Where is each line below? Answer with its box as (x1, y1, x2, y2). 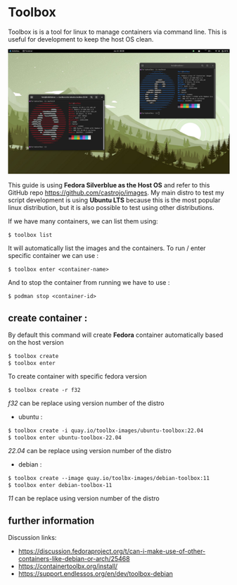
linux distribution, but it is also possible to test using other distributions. (8, 204, 214, 212)
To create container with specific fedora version (8, 372, 147, 381)
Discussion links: (8, 534, 57, 542)
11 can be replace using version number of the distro (8, 494, 160, 503)
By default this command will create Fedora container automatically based (8, 331, 224, 339)
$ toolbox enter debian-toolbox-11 (8, 482, 113, 489)
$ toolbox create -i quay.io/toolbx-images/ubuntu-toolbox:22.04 (8, 427, 203, 434)
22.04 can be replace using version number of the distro (8, 447, 172, 455)
